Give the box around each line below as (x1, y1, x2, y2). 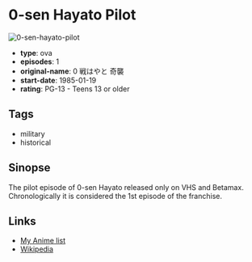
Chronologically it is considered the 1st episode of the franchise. (8, 191, 222, 201)
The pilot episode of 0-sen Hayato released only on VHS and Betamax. (8, 182, 244, 192)
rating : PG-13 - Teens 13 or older (19, 83, 130, 94)
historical (19, 137, 51, 147)
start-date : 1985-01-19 (19, 75, 97, 85)
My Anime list (19, 236, 66, 246)
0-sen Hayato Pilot (8, 6, 136, 24)
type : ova (19, 48, 52, 57)
